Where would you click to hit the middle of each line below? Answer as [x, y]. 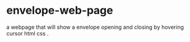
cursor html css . [28, 33]
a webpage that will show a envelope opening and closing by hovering [95, 27]
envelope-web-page [60, 10]
